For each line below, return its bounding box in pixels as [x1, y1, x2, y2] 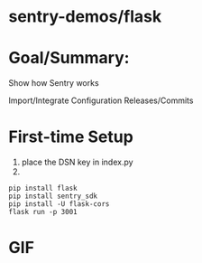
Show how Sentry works [8, 78, 100, 89]
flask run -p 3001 [8, 208, 78, 217]
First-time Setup [8, 127, 134, 147]
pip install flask [8, 183, 78, 193]
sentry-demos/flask [8, 6, 162, 27]
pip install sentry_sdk [8, 192, 98, 201]
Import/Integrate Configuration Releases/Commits [8, 95, 194, 106]
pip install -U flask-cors [8, 200, 110, 209]
